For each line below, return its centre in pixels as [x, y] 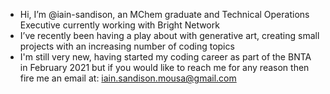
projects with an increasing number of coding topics [127, 46]
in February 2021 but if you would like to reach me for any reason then [164, 67]
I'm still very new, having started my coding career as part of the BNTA [165, 57]
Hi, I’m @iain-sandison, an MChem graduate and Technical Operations [164, 14]
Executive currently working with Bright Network [119, 25]
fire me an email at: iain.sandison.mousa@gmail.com [128, 78]
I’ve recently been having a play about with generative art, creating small [169, 35]
